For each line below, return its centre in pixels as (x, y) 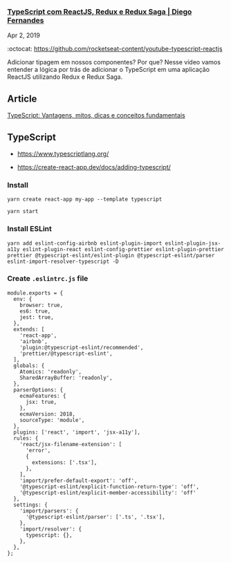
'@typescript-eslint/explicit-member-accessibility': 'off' (108, 492)
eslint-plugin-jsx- (193, 243)
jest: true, (37, 317)
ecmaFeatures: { (43, 396)
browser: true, (41, 305)
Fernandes (26, 20)
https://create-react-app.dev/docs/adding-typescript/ (94, 167)
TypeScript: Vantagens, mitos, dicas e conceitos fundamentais (96, 116)
